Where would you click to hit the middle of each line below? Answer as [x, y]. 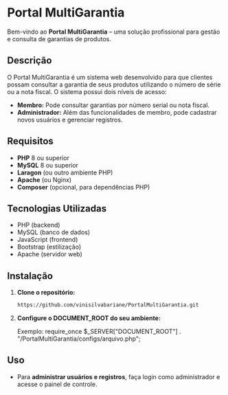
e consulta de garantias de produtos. [59, 38]
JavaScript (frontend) [47, 240]
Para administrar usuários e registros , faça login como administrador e [118, 376]
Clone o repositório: [46, 293]
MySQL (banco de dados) [54, 232]
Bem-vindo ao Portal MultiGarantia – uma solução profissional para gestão [114, 32]
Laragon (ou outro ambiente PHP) [65, 172]
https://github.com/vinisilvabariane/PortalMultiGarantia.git [108, 305]
